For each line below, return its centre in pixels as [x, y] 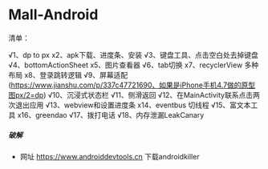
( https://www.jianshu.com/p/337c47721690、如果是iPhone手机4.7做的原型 [132, 85]
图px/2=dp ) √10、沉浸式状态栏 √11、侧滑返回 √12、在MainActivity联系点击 [131, 95]
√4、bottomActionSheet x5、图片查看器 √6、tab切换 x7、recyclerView [126, 65]
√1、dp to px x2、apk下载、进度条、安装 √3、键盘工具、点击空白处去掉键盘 [133, 54]
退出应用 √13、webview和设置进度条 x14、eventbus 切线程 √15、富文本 [133, 105]
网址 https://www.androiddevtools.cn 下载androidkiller [110, 156]
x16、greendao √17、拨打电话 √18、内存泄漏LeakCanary [111, 115]
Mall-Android [53, 15]
